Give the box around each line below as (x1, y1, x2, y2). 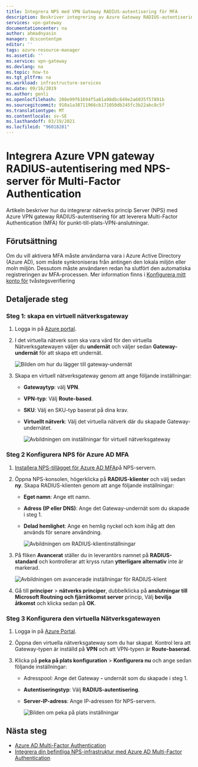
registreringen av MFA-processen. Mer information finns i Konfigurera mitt (6, 271, 186, 278)
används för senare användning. (23, 528, 102, 535)
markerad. (14, 564, 40, 571)
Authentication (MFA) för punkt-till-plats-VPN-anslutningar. (6, 219, 149, 226)
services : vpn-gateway (6, 19, 62, 25)
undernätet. (23, 424, 52, 431)
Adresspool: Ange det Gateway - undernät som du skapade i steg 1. (23, 675, 188, 682)
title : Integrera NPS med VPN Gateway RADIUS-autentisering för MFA (6, 8, 178, 15)
